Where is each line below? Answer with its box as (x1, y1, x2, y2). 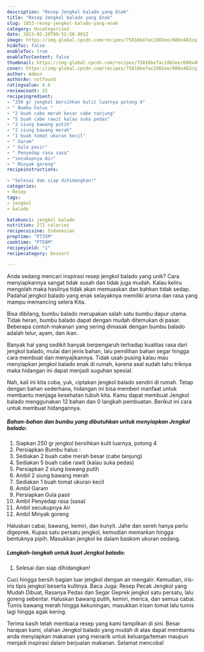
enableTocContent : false (7, 54, 70, 60)
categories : (7, 183, 37, 190)
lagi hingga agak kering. (7, 608, 67, 616)
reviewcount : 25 (7, 88, 48, 94)
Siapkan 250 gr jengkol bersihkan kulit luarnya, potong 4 (15, 440, 157, 447)
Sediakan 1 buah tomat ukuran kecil (15, 478, 105, 485)
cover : (7, 65, 24, 72)
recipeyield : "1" (7, 245, 51, 251)
